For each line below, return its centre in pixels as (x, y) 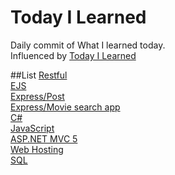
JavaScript (32, 128)
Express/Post (37, 96)
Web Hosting (37, 149)
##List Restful (39, 75)
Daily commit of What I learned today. (88, 45)
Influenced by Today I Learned (73, 55)
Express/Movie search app (65, 107)
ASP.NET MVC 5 (44, 138)
